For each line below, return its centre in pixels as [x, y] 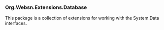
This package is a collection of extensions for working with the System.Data [82, 18]
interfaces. [16, 23]
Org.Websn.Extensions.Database [46, 7]
